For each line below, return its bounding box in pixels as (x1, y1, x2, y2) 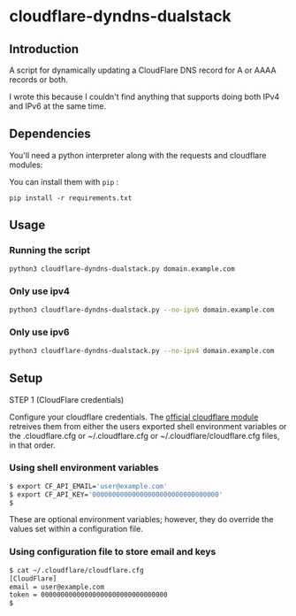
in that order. (9, 440, 56, 450)
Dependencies (9, 127, 91, 142)
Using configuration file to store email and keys (9, 546, 216, 558)
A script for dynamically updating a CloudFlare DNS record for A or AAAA (9, 65, 277, 75)
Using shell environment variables (9, 462, 159, 474)
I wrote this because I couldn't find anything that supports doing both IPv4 (9, 91, 280, 102)
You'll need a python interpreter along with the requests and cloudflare (9, 150, 267, 160)
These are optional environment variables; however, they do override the (9, 514, 274, 525)
